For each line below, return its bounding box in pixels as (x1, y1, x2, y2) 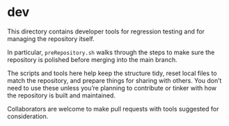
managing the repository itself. (7, 34, 95, 42)
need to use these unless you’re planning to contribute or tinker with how (7, 84, 217, 92)
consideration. (7, 112, 49, 120)
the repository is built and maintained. (7, 91, 116, 100)
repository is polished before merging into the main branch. (7, 55, 177, 63)
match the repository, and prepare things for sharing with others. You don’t (7, 76, 222, 84)
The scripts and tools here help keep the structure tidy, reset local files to (7, 69, 217, 77)
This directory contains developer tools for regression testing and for (7, 27, 205, 36)
